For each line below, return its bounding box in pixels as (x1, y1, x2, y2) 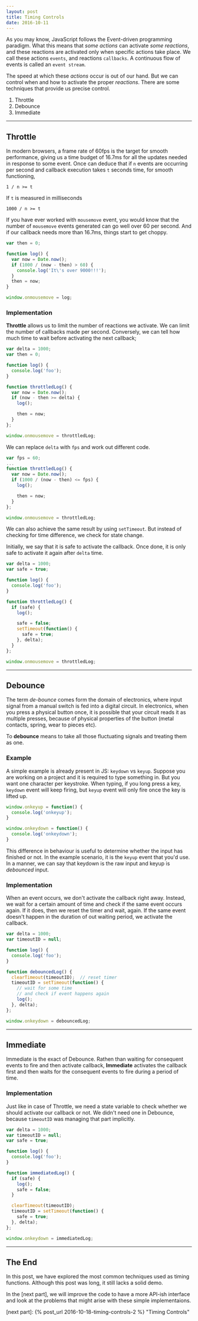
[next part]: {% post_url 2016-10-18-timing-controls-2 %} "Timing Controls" (6, 1309, 190, 1316)
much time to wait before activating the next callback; (6, 335, 137, 342)
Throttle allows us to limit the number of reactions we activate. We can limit (6, 322, 190, 329)
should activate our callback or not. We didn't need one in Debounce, (6, 1109, 175, 1116)
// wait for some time (16, 986, 72, 991)
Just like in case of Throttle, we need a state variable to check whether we (6, 1103, 187, 1110)
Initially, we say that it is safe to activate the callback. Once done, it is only (6, 543, 186, 550)
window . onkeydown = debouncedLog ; (6, 1018, 91, 1024)
